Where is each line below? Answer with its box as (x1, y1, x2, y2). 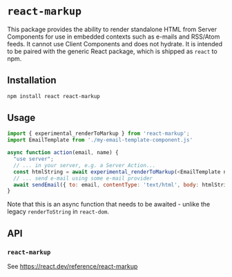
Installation (7, 75, 57, 86)
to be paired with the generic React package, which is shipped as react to (7, 47, 217, 55)
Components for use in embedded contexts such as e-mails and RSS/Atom (7, 32, 220, 41)
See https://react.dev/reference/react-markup (7, 262, 138, 270)
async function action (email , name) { (7, 149, 119, 156)
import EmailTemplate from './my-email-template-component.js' (7, 137, 193, 144)
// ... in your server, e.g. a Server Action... (13, 162, 156, 169)
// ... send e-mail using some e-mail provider (13, 175, 153, 182)
